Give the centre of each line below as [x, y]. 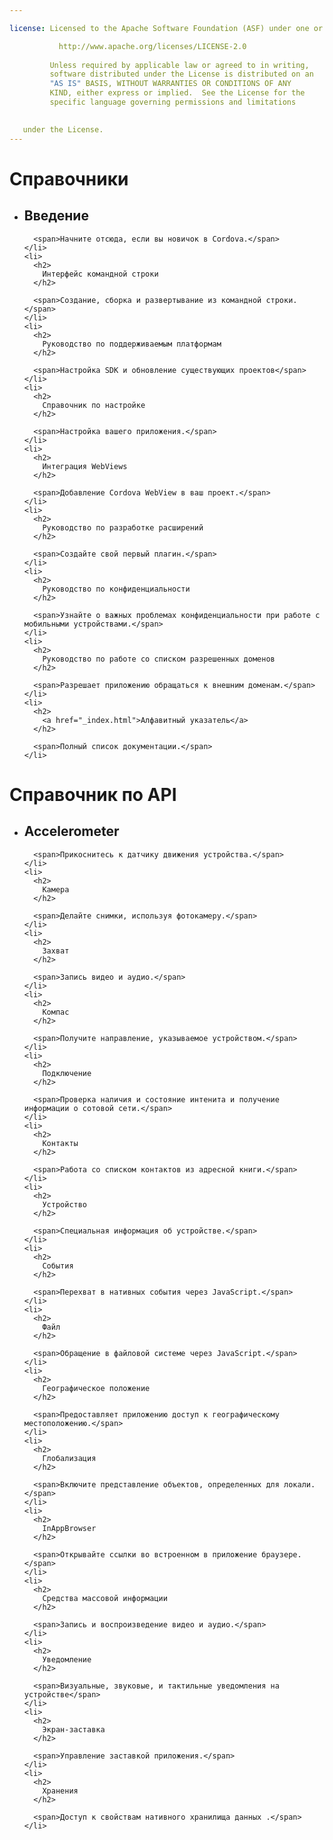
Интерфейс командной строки [100, 274]
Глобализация [69, 1458]
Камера [56, 889]
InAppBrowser [69, 1528]
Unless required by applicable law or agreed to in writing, [179, 65]
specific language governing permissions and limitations [173, 102]
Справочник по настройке [94, 405]
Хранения [60, 1791]
